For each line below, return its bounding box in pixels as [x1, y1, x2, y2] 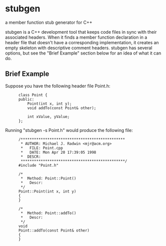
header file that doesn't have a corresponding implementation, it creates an [5, 39, 159, 45]
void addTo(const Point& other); [27, 105, 97, 111]
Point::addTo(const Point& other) [18, 228, 90, 233]
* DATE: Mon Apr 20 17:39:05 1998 [20, 150, 97, 155]
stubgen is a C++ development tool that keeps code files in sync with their [5, 29, 157, 35]
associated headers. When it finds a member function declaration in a [5, 34, 148, 40]
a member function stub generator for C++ [5, 19, 93, 25]
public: [18, 97, 35, 102]
